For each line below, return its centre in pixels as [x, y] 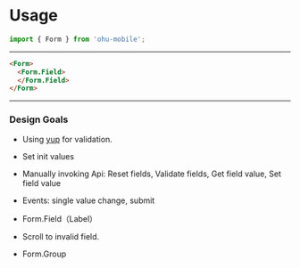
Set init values [48, 156]
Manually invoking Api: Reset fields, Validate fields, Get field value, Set [151, 174]
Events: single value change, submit [88, 200]
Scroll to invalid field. [61, 236]
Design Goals [39, 119]
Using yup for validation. [67, 139]
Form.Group [44, 254]
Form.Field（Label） [60, 218]
